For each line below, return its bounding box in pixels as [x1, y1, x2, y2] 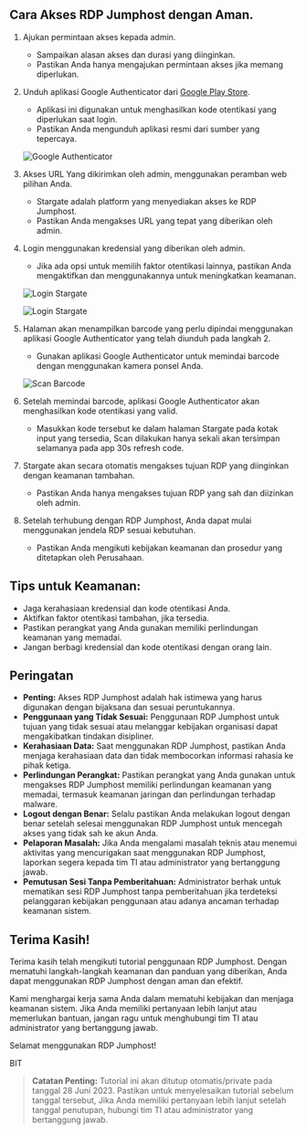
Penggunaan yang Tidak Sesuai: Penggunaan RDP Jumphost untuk [22, 711, 280, 722]
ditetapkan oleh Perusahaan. [36, 551, 144, 562]
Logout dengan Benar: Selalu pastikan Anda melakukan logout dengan [22, 808, 290, 820]
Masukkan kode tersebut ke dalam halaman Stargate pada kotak [36, 423, 279, 434]
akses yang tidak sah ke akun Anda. [22, 828, 159, 839]
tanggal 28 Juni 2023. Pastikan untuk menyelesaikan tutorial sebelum [31, 1086, 294, 1097]
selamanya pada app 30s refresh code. [36, 442, 185, 453]
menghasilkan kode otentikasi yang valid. [22, 405, 178, 416]
